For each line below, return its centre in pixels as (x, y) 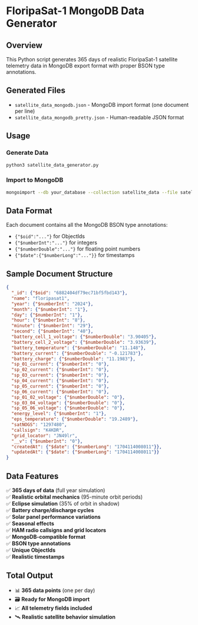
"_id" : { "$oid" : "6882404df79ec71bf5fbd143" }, (70, 293)
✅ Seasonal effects (30, 523)
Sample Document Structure (60, 274)
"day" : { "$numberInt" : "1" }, (47, 315)
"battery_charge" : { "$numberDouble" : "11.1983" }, (73, 359)
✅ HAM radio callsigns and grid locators (56, 530)
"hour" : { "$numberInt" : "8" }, (48, 320)
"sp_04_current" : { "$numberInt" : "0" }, (60, 381)
